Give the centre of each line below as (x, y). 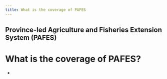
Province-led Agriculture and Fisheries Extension (84, 30)
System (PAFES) (31, 38)
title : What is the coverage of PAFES (45, 10)
